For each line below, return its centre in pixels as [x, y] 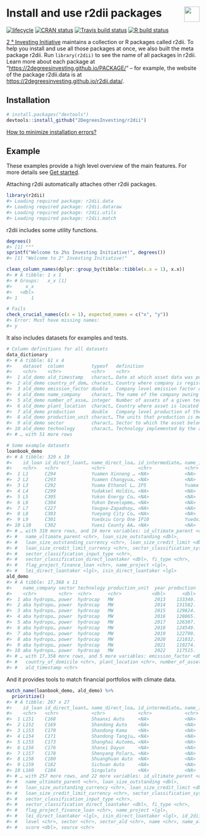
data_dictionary [27, 355]
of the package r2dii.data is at [44, 74]
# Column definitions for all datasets [57, 349]
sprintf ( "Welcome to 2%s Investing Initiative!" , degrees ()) [86, 253]
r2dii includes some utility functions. [52, 230]
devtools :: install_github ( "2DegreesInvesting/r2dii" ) [77, 120]
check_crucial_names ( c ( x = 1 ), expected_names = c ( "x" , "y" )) [87, 315]
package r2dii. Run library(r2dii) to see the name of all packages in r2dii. [101, 55]
